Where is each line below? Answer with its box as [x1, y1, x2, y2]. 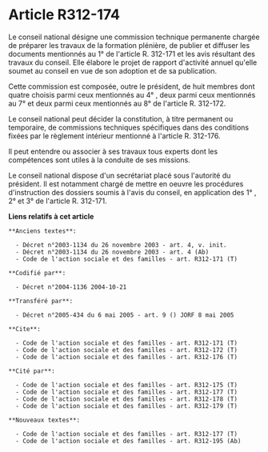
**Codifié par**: [8, 269, 66, 277]
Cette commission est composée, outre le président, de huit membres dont [8, 82, 255, 91]
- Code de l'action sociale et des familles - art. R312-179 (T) [15, 402, 238, 410]
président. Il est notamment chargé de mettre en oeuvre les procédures [8, 178, 244, 189]
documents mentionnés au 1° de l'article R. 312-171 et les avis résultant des [8, 49, 256, 58]
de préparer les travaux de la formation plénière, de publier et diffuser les [8, 40, 250, 50]
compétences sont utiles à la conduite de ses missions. [8, 154, 190, 165]
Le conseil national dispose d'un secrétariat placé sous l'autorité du [8, 170, 231, 180]
